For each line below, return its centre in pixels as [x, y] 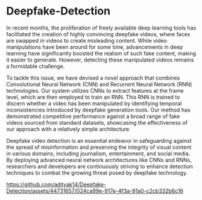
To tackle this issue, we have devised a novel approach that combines [93, 78]
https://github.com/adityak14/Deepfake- [56, 184]
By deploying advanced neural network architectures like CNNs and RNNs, [99, 160]
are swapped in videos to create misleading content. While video [87, 40]
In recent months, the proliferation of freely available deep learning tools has [101, 28]
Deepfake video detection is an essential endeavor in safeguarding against [99, 140]
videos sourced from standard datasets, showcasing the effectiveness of [97, 122]
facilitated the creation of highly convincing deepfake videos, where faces [98, 34]
